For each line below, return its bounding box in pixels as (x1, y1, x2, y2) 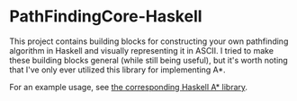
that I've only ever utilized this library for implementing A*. (9, 64, 227, 75)
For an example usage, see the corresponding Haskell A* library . (9, 81, 248, 92)
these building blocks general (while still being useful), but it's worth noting (9, 55, 288, 65)
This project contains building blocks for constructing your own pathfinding (9, 36, 289, 46)
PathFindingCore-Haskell (9, 6, 202, 27)
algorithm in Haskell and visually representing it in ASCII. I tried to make (9, 45, 274, 55)
